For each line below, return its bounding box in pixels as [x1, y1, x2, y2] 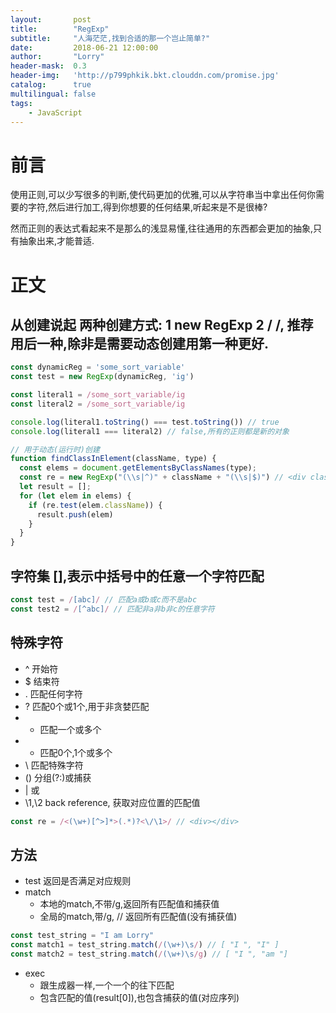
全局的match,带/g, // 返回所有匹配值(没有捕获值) [39, 911, 238, 923]
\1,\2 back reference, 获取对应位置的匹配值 [24, 796, 201, 808]
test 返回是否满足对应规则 [24, 875, 132, 887]
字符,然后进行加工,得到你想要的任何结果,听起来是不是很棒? [27, 201, 268, 213]
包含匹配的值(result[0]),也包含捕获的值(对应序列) [39, 991, 240, 1003]
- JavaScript [28, 107, 83, 118]
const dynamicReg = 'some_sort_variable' [10, 362, 186, 373]
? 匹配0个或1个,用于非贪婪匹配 [24, 700, 150, 712]
